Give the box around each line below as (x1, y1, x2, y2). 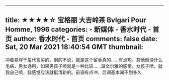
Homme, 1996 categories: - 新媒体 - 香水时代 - (5, 25, 151, 34)
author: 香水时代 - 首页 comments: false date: (13, 34, 158, 43)
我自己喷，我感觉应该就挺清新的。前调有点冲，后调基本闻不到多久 (5, 69, 142, 75)
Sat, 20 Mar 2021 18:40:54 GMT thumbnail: (5, 43, 143, 51)
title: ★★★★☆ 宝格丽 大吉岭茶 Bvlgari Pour (5, 16, 146, 24)
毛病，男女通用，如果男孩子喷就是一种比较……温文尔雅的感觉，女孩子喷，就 (5, 63, 163, 69)
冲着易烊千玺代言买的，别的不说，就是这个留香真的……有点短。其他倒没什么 (5, 56, 163, 62)
